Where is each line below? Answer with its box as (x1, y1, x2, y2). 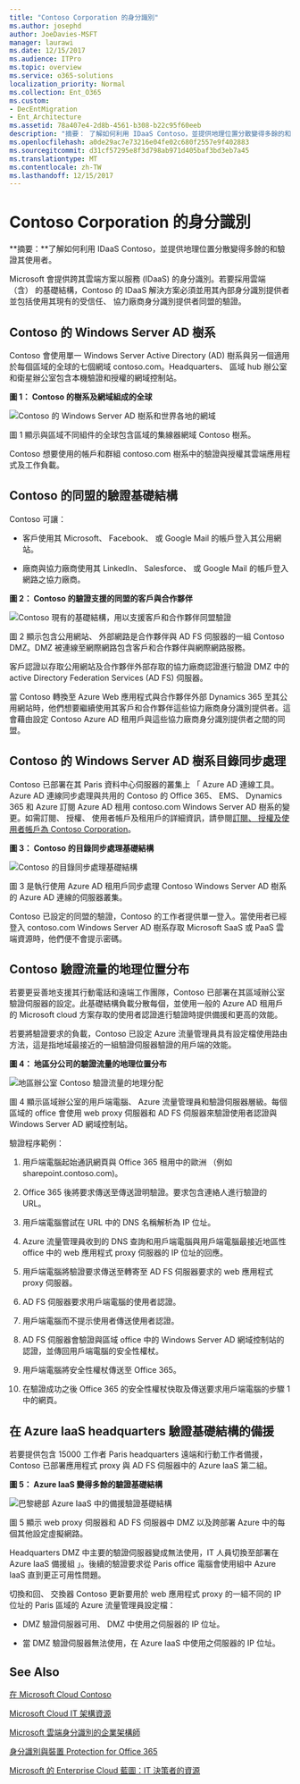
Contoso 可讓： (9, 513, 67, 524)
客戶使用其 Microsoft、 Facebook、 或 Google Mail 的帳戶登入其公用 (21, 533, 274, 543)
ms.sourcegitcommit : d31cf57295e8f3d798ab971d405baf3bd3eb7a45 (9, 146, 250, 155)
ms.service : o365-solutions (9, 72, 114, 80)
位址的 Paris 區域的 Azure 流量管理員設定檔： (9, 1600, 176, 1611)
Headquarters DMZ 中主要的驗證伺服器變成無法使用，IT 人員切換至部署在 (9, 1547, 279, 1558)
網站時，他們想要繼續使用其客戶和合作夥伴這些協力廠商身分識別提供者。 (16, 703, 283, 713)
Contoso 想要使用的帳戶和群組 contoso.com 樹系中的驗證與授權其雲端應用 (9, 449, 283, 459)
